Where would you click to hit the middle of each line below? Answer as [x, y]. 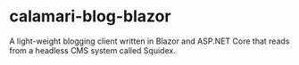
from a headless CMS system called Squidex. [92, 50]
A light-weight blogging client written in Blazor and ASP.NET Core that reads [149, 41]
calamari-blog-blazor [90, 16]
